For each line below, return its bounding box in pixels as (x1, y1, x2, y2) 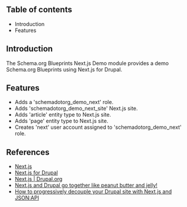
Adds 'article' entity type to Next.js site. (14, 111, 111, 118)
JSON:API (14, 195, 40, 202)
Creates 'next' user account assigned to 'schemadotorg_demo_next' (14, 124, 182, 131)
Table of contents (6, 5, 72, 15)
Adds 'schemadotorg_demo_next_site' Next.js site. (14, 105, 138, 112)
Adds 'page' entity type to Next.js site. (14, 118, 108, 125)
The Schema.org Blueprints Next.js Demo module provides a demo (6, 59, 169, 67)
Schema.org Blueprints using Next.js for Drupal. (6, 66, 122, 73)
